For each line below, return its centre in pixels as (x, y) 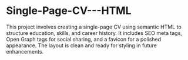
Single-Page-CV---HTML (69, 11)
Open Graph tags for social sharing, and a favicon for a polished (84, 39)
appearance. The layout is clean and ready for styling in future (81, 45)
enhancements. (25, 51)
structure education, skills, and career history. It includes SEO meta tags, (94, 33)
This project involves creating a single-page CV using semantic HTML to (94, 27)
